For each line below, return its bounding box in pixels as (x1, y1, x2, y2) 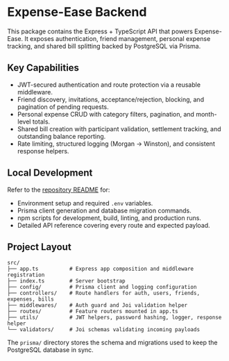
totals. (32, 117, 51, 126)
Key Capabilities (7, 62, 80, 74)
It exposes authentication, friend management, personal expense (24, 34, 211, 42)
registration (7, 271, 45, 278)
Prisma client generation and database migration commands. (17, 206, 192, 215)
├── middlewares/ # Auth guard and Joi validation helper (7, 302, 188, 309)
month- (195, 110, 217, 118)
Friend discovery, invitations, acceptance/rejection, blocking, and (17, 95, 205, 103)
